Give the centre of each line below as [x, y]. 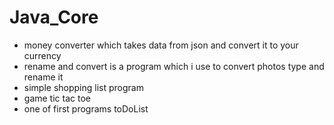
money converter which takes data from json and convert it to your [161, 45]
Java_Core [54, 17]
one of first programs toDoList [86, 108]
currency [42, 55]
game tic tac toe [57, 98]
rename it [43, 77]
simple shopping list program [83, 87]
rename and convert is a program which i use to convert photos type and [174, 66]
